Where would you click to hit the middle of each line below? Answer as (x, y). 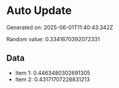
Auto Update (39, 11)
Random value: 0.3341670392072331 (53, 39)
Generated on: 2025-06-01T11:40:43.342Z (60, 27)
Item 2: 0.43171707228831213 (52, 79)
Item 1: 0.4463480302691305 (52, 73)
